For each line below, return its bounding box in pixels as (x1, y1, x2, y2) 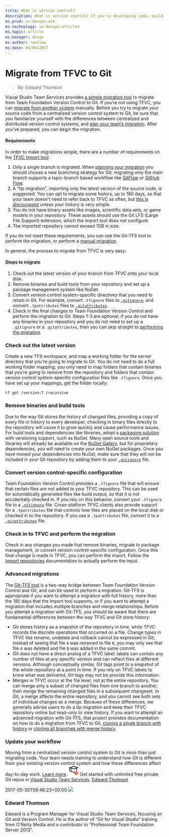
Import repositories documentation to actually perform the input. (5, 558, 139, 564)
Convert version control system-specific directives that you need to (12, 292, 153, 298)
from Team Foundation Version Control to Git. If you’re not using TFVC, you (5, 99, 161, 105)
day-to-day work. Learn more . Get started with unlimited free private (5, 771, 159, 777)
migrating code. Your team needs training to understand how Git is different (5, 754, 162, 760)
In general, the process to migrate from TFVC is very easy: (5, 247, 127, 254)
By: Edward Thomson (17, 84, 62, 90)
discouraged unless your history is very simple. (12, 201, 111, 207)
